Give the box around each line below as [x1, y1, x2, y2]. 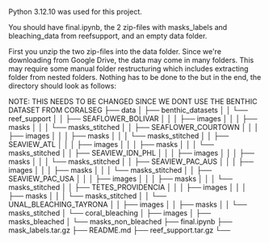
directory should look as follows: [8, 81, 117, 90]
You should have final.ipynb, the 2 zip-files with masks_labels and [8, 23, 228, 31]
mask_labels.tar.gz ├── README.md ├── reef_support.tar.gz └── [8, 225, 231, 235]
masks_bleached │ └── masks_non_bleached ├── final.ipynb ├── [8, 217, 233, 226]
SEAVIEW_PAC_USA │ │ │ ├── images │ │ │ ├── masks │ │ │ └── [8, 174, 233, 183]
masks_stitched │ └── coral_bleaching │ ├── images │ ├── [8, 208, 212, 217]
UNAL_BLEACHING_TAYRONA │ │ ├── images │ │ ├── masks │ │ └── [8, 199, 248, 209]
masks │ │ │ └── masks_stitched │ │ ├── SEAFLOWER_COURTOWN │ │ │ [8, 123, 259, 132]
